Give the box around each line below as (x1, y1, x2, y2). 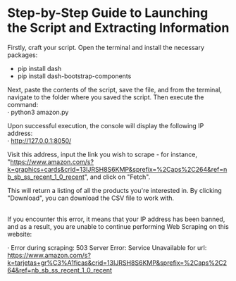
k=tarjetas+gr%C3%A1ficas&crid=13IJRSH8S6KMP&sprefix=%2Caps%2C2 (7, 258, 228, 267)
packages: (7, 51, 38, 59)
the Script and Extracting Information (7, 20, 230, 36)
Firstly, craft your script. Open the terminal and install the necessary (7, 43, 205, 51)
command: (7, 100, 39, 108)
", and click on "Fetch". (84, 173, 151, 181)
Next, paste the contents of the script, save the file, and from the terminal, (7, 85, 222, 94)
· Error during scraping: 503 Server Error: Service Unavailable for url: (7, 243, 207, 251)
